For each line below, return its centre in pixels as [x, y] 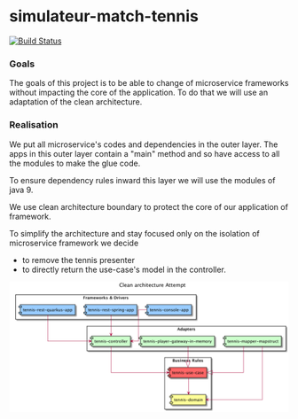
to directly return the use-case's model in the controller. [124, 269]
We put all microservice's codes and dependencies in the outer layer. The [144, 144]
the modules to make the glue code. [75, 163]
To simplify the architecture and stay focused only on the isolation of [134, 233]
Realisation [34, 125]
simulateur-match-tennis [104, 16]
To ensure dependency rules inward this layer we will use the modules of [142, 180]
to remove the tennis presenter [78, 260]
